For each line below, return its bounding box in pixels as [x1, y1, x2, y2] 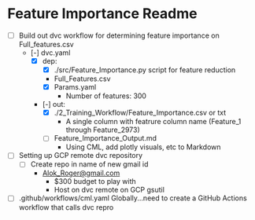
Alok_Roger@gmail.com [42, 168, 120, 178]
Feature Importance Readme [7, 5, 198, 23]
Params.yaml [54, 82, 97, 92]
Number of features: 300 [65, 91, 147, 101]
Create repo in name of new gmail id [30, 159, 149, 169]
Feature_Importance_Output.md [54, 134, 157, 143]
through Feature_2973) [65, 125, 141, 134]
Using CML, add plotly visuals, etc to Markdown [65, 142, 221, 152]
